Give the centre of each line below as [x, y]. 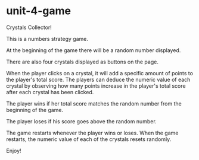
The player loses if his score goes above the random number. [81, 121]
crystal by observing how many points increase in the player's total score [96, 86]
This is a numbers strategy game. [47, 39]
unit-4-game [39, 11]
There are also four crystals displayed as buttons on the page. [83, 62]
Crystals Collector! [29, 27]
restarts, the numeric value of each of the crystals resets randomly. [89, 139]
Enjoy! [14, 151]
